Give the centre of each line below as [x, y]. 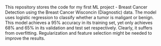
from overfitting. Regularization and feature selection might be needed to [79, 33]
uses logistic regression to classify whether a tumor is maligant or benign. [80, 17]
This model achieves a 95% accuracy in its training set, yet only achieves [79, 23]
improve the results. [25, 38]
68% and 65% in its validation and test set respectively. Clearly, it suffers [79, 28]
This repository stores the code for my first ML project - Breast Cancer [76, 7]
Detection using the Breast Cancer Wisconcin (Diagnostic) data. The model [81, 12]
